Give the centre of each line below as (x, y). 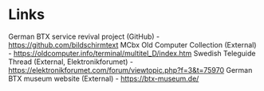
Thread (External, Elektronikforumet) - (71, 62)
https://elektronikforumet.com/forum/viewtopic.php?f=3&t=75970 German (130, 70)
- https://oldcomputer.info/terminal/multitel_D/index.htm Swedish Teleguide (132, 53)
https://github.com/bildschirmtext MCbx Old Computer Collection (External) (132, 44)
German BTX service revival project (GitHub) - (84, 36)
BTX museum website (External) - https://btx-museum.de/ (104, 78)
